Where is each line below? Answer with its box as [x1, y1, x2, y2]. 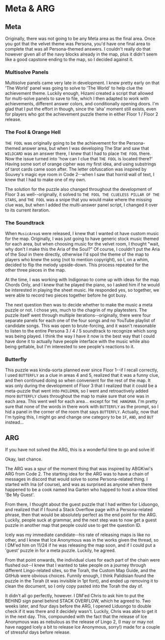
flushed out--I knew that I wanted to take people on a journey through [5, 562, 146, 568]
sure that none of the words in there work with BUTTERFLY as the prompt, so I [5, 404, 159, 410]
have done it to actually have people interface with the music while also [5, 338, 150, 344]
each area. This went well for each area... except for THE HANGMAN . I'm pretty [5, 398, 158, 404]
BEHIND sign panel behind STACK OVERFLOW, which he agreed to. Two [5, 598, 151, 604]
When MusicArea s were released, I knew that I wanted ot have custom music [5, 230, 159, 236]
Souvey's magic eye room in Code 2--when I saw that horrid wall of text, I [5, 171, 155, 177]
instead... [5, 419, 24, 426]
